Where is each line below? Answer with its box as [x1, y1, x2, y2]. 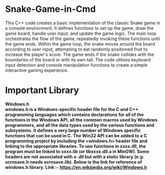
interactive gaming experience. [5, 67, 68, 73]
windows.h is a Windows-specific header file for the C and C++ [5, 106, 139, 112]
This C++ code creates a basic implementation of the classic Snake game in [5, 20, 161, 26]
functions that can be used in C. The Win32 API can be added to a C [5, 132, 147, 138]
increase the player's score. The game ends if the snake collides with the [5, 51, 155, 58]
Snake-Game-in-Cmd [5, 3, 96, 15]
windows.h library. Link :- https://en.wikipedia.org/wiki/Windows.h [5, 164, 147, 170]
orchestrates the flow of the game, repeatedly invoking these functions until [5, 36, 160, 42]
